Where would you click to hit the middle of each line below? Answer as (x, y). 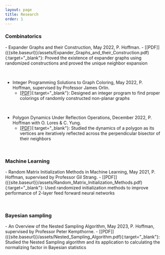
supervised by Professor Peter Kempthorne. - (52, 232)
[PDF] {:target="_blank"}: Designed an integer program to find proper (90, 93)
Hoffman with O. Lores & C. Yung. (47, 123)
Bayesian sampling (28, 215)
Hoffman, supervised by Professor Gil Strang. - (53, 177)
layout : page (19, 10)
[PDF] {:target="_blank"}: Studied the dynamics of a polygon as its (87, 128)
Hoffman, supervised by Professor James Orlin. (61, 87)
